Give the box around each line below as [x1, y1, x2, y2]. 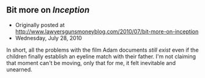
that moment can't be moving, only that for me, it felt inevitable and [6, 59, 176, 66]
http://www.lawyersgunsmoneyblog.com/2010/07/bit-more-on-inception [15, 28, 199, 35]
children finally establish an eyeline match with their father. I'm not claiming [6, 52, 196, 60]
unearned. [6, 66, 32, 73]
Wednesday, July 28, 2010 [15, 34, 83, 42]
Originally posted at [15, 21, 65, 28]
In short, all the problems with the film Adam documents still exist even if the [6, 46, 199, 53]
